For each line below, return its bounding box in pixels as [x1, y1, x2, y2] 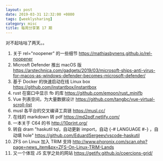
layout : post [5, 7, 33, 12]
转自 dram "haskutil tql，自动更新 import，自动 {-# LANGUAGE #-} [12, 126, 149, 132]
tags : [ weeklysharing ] [5, 16, 53, 21]
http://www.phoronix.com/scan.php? [72, 139, 148, 145]
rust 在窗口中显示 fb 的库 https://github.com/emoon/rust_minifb [12, 90, 143, 96]
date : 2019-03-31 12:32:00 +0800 [5, 12, 75, 17]
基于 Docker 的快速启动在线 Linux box [12, 79, 91, 85]
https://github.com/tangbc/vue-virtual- [75, 96, 155, 102]
